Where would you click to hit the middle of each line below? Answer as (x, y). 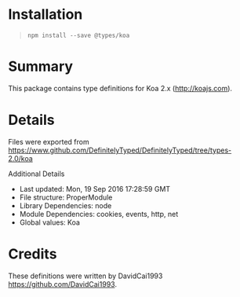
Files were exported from (49, 141)
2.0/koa (20, 158)
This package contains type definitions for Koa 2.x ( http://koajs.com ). (120, 88)
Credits (33, 254)
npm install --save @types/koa (78, 35)
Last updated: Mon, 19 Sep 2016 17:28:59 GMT (95, 189)
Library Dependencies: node (65, 205)
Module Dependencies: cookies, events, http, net (99, 214)
